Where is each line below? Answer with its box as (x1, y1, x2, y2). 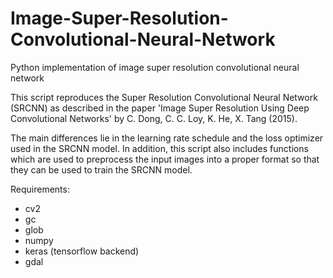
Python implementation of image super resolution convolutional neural (10, 61, 300, 73)
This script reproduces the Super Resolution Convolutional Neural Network (10, 91, 318, 103)
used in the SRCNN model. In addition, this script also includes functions (10, 142, 309, 154)
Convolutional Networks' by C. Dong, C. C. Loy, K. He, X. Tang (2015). (10, 112, 298, 124)
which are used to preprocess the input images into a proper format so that (10, 153, 320, 165)
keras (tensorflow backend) (24, 245, 140, 257)
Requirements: (10, 183, 70, 195)
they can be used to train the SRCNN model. (10, 163, 193, 176)
